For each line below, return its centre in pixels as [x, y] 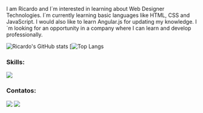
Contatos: [21, 91]
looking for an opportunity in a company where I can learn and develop [103, 28]
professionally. [25, 35]
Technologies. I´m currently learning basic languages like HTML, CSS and [98, 15]
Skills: [16, 62]
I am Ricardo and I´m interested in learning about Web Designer [85, 9]
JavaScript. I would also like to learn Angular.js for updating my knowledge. [100, 22]
